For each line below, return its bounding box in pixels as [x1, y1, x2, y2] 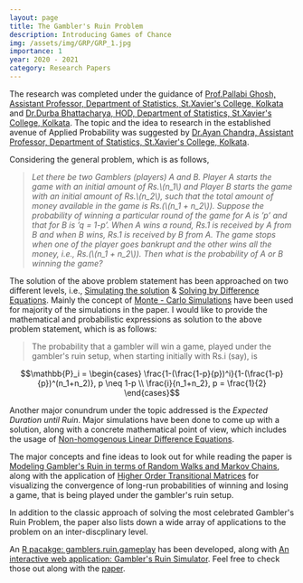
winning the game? [31, 258, 103, 268]
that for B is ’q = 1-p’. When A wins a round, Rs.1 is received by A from [31, 219, 292, 230]
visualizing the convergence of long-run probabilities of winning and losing [9, 480, 289, 491]
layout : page [9, 13, 59, 23]
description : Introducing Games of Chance [9, 30, 172, 39]
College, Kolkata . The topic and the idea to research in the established [9, 117, 271, 127]
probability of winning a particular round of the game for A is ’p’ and [31, 210, 288, 221]
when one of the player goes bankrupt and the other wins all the [31, 239, 272, 249]
